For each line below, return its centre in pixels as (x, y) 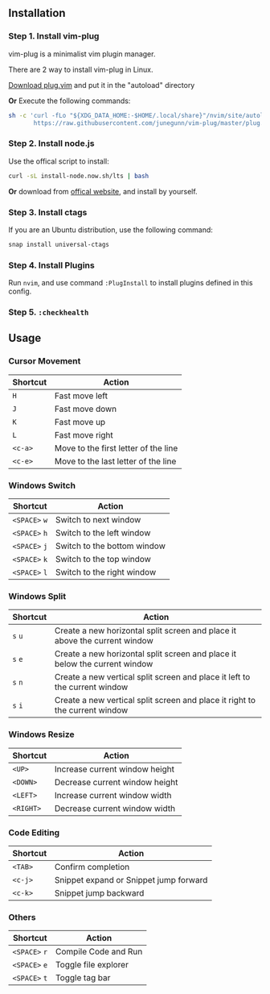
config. (20, 291)
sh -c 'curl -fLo (37, 115)
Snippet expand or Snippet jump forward (131, 880)
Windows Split (37, 596)
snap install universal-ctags (59, 244)
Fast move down (86, 409)
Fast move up (80, 422)
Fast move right (84, 435)
